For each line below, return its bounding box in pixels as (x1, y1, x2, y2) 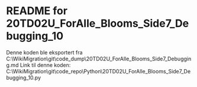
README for (6, 4, 68, 18)
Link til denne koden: (20, 61, 71, 69)
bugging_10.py (6, 74, 41, 81)
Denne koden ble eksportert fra (6, 49, 83, 56)
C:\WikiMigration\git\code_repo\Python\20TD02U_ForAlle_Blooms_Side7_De (6, 67, 191, 75)
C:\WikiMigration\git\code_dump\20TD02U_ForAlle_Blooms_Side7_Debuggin (6, 55, 192, 62)
